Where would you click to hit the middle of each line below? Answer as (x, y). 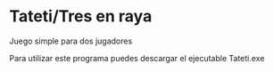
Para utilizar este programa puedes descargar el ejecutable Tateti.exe (137, 58)
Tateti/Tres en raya (81, 16)
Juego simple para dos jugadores (71, 41)
